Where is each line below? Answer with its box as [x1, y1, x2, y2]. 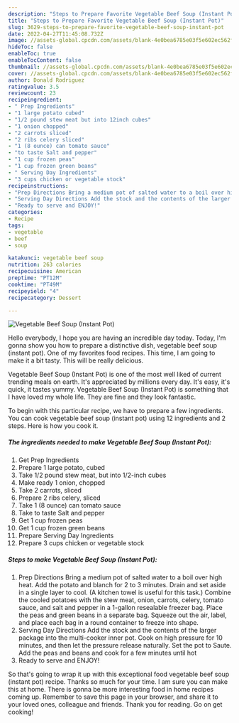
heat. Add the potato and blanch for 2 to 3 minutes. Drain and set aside [18, 581, 226, 589]
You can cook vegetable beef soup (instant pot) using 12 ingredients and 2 [8, 414, 226, 423]
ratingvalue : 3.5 [8, 83, 60, 90]
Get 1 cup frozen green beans [18, 524, 106, 532]
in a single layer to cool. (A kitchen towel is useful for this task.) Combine [18, 588, 231, 597]
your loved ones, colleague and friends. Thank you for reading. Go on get [8, 700, 223, 709]
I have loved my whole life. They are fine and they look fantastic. [8, 392, 196, 402]
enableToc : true [8, 50, 56, 58]
